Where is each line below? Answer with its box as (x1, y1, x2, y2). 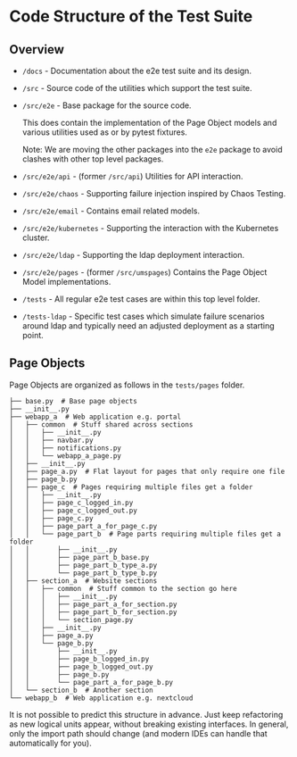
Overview (9, 42, 65, 57)
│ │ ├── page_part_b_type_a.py (9, 561, 158, 570)
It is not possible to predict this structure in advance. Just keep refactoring (9, 709, 284, 720)
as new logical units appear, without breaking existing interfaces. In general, (9, 719, 289, 729)
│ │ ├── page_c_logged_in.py (9, 498, 134, 507)
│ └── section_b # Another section (9, 686, 153, 695)
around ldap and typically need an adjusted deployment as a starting (21, 320, 275, 331)
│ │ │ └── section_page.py (9, 615, 134, 624)
